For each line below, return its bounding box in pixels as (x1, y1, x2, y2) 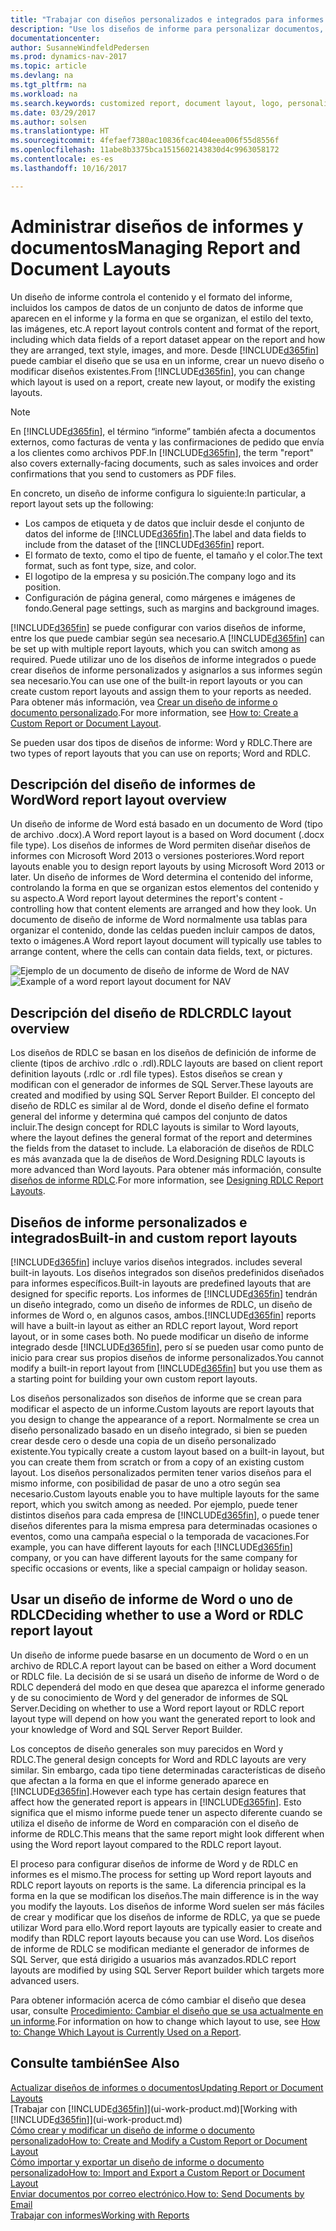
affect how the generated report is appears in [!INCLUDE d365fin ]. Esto (10, 1796, 302, 1808)
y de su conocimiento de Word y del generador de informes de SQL (10, 1691, 289, 1703)
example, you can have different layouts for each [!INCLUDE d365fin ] (10, 1541, 293, 1553)
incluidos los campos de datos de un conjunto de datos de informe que (10, 301, 304, 313)
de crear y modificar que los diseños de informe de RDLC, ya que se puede (10, 1911, 321, 1923)
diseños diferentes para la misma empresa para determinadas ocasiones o (10, 1520, 318, 1531)
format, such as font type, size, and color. (24, 559, 197, 571)
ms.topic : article (10, 61, 87, 71)
